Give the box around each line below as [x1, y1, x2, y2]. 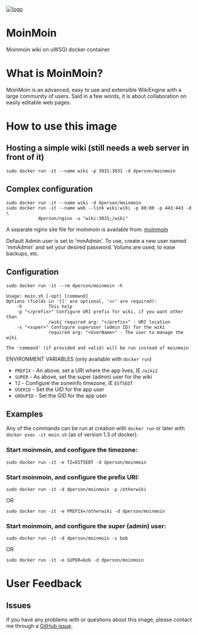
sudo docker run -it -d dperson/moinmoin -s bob [6, 535, 128, 541]
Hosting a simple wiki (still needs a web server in [6, 143, 189, 153]
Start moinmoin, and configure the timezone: [6, 446, 138, 454]
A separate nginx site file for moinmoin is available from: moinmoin [6, 226, 168, 233]
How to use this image [6, 120, 117, 133]
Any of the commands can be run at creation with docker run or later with [6, 425, 185, 432]
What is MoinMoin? [6, 67, 103, 80]
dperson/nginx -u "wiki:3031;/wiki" [37, 215, 128, 222]
